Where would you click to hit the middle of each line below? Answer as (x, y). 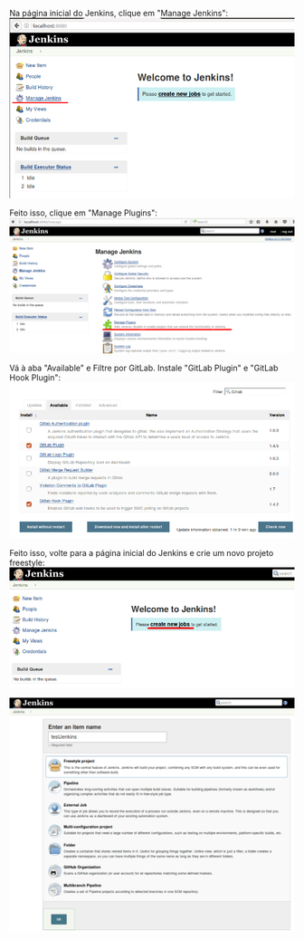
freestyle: (27, 562)
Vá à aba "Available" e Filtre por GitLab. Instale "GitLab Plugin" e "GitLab (144, 368)
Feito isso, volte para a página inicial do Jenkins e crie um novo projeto (142, 552)
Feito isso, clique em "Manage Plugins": (84, 213)
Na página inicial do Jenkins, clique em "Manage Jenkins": (119, 13)
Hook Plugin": (35, 377)
